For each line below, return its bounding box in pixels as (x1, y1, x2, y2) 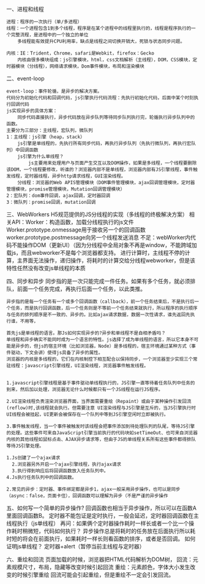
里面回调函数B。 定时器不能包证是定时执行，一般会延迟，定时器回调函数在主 (6, 512, 199, 519)
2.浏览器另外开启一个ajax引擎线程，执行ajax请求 (12, 461, 121, 467)
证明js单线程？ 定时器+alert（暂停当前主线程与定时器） (6, 543, 145, 550)
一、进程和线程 (6, 6, 44, 12)
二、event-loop (6, 75, 45, 82)
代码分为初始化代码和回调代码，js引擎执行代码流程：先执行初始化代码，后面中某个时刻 (6, 95, 194, 101)
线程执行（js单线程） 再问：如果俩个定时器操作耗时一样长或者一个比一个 (6, 520, 189, 527)
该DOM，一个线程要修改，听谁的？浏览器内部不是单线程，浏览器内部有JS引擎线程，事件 (6, 166, 193, 173)
